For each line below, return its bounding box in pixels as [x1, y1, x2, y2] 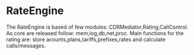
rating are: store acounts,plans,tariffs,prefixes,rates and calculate [6, 36, 166, 43]
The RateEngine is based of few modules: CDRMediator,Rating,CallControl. [6, 23, 189, 30]
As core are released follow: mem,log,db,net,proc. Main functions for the [6, 29, 184, 36]
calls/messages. [6, 42, 46, 49]
